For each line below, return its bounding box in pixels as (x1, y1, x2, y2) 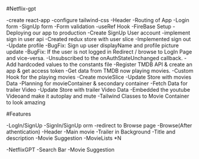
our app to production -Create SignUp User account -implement (32, 29, 190, 36)
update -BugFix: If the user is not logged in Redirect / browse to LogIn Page (6, 48, 192, 55)
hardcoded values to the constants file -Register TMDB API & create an (17, 61, 192, 68)
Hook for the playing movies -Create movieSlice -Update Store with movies (6, 74, 192, 80)
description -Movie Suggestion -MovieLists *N (6, 135, 121, 142)
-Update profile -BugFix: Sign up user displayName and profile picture (6, 42, 179, 49)
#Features (6, 110, 32, 117)
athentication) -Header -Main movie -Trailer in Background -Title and (6, 128, 176, 135)
